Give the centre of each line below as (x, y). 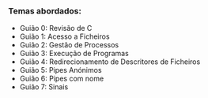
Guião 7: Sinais (44, 87)
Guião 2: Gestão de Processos (69, 45)
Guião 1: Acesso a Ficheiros (64, 36)
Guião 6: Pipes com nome (62, 79)
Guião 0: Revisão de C (56, 28)
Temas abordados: (45, 11)
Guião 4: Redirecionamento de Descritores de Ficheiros (110, 62)
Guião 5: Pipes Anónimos (61, 70)
